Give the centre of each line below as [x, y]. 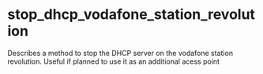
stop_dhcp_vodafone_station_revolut [131, 15]
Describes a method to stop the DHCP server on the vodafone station [120, 53]
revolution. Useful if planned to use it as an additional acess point [114, 61]
